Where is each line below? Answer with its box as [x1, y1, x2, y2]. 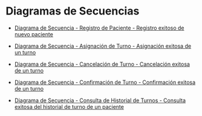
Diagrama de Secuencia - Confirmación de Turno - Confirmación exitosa [14, 79, 196, 86]
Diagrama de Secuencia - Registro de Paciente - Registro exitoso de [14, 24, 184, 31]
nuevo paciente [14, 30, 54, 37]
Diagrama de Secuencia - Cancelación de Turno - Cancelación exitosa [14, 60, 190, 68]
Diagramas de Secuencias [5, 4, 140, 18]
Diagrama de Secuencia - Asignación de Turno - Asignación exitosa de [14, 42, 192, 50]
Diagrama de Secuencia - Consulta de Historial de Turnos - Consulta [14, 97, 186, 104]
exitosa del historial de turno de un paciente [14, 103, 125, 110]
